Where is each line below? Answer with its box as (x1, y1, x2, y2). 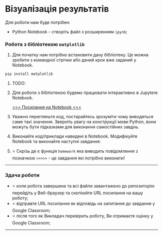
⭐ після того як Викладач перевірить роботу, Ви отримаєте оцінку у (12, 213, 153, 219)
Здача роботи (5, 172, 40, 179)
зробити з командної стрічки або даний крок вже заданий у (12, 57, 137, 63)
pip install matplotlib (5, 72, 53, 77)
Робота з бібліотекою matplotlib (5, 41, 85, 47)
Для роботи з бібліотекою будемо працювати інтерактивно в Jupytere (12, 90, 158, 95)
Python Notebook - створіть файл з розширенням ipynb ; (12, 29, 128, 34)
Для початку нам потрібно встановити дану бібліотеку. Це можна (12, 52, 149, 58)
